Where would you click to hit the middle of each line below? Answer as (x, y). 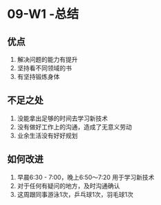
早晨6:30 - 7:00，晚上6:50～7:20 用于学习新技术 (86, 177)
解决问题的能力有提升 (47, 60)
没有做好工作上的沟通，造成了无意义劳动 (74, 127)
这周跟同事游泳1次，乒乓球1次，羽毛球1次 (75, 194)
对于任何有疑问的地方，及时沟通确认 (68, 186)
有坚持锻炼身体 (38, 77)
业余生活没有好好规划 (47, 136)
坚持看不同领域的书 (44, 68)
